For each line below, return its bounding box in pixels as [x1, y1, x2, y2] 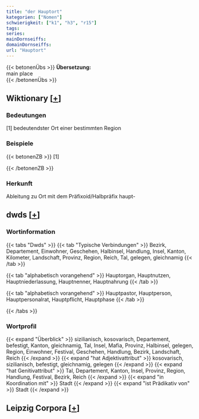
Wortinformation [6, 228, 55, 236]
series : [6, 31, 26, 37]
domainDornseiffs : [6, 42, 52, 48]
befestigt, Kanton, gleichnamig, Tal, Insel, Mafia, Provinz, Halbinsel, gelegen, [6, 342, 194, 349]
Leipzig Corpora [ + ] [6, 403, 80, 413]
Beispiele [6, 139, 34, 148]
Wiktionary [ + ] [6, 93, 61, 104]
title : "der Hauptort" [6, 8, 62, 15]
